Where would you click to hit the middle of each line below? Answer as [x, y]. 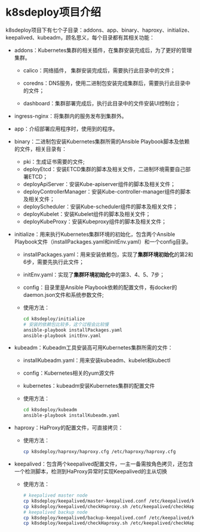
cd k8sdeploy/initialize [54, 319]
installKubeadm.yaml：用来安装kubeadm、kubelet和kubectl [97, 360]
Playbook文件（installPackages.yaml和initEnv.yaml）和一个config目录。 [103, 241]
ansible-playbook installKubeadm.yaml [71, 416]
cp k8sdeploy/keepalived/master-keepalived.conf [85, 501]
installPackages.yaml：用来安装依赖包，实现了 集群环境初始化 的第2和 [108, 254]
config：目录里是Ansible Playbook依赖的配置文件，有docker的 [100, 287]
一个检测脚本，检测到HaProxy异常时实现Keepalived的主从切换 [91, 472]
